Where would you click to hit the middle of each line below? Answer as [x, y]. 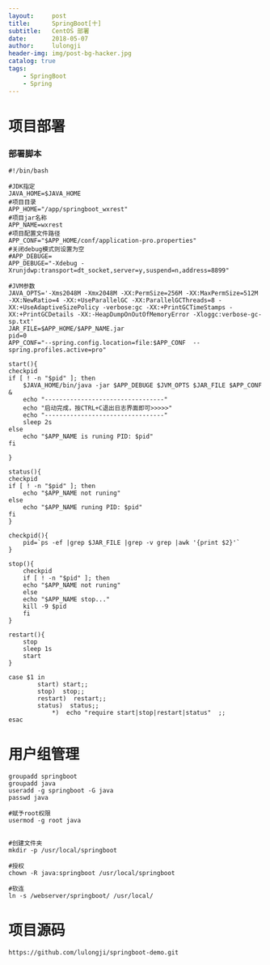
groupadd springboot [43, 776]
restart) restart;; [72, 698]
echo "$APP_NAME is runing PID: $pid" [88, 436]
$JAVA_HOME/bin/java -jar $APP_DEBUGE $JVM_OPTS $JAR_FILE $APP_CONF [143, 385]
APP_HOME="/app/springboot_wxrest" [68, 209]
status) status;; [68, 705]
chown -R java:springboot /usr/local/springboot [92, 873]
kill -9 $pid [45, 606]
